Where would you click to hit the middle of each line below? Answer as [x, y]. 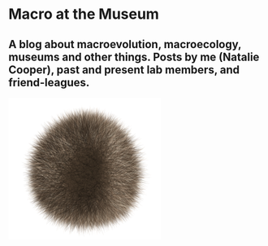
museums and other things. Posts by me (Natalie [134, 57]
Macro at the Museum [84, 14]
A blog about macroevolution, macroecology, [125, 44]
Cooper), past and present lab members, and [124, 70]
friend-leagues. [49, 82]
